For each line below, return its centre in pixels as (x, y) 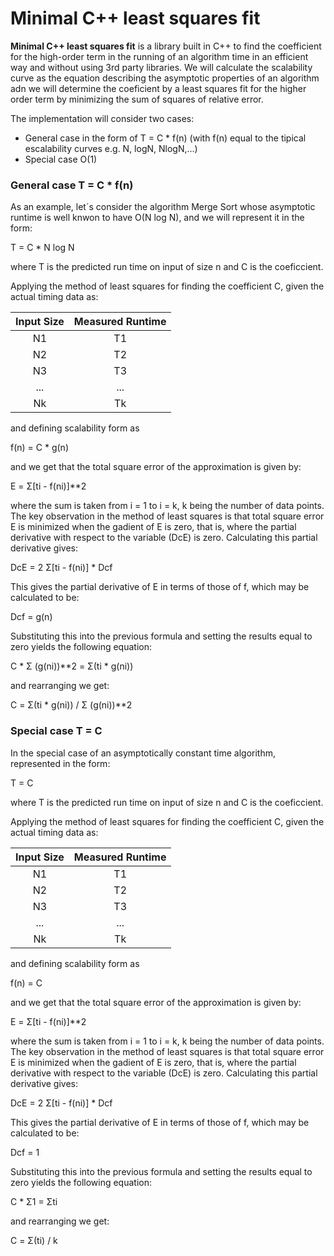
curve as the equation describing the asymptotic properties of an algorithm (165, 78)
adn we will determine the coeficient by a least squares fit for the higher (158, 88)
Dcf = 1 (25, 1152)
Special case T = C (56, 731)
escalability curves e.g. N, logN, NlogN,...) (111, 148)
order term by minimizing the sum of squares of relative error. (137, 99)
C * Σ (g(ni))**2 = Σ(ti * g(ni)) (72, 666)
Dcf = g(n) (31, 617)
